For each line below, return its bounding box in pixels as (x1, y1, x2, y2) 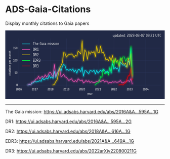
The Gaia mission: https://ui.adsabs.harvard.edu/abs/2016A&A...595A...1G (5, 108, 158, 114)
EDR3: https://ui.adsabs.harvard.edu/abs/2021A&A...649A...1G (5, 138, 135, 144)
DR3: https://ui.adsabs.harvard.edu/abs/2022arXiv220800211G (5, 148, 137, 154)
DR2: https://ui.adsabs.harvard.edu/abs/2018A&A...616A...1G (5, 128, 131, 134)
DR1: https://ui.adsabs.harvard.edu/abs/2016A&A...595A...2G (5, 118, 132, 125)
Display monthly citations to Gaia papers (5, 20, 90, 26)
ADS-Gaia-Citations (5, 4, 91, 15)
